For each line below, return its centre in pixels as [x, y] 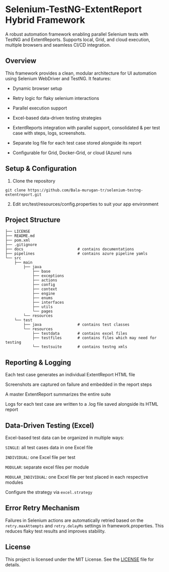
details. [13, 564]
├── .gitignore [21, 245]
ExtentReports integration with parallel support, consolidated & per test [86, 127]
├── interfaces [48, 303]
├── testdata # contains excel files [80, 334]
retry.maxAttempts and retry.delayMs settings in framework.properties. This [84, 525]
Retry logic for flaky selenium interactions [56, 98]
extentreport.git [23, 194]
